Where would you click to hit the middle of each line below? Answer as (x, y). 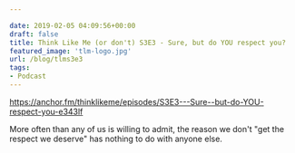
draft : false (34, 34)
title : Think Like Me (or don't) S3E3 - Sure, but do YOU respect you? (147, 43)
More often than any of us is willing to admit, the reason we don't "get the (147, 129)
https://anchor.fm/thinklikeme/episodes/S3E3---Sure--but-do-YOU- (137, 101)
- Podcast (28, 76)
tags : (20, 68)
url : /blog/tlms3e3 (46, 60)
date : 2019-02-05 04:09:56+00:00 (73, 25)
